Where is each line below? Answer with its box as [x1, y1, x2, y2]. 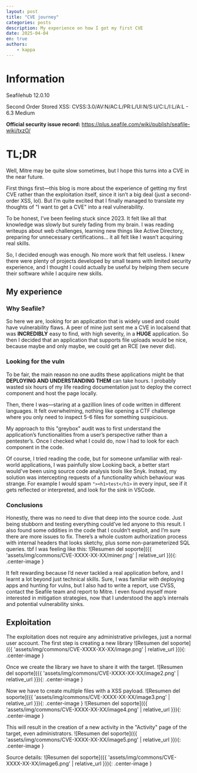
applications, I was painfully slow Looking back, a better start [21, 461, 169, 468]
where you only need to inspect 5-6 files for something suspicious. [6, 413, 169, 420]
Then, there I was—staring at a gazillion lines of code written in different [6, 401, 181, 408]
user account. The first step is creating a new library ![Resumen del [6, 639, 169, 647]
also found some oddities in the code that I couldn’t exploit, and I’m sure [6, 527, 181, 534]
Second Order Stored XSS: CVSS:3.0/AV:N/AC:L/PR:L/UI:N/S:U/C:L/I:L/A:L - [6, 103, 189, 110]
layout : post [6, 8, 38, 15]
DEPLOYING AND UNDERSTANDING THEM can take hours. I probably [6, 377, 176, 384]
